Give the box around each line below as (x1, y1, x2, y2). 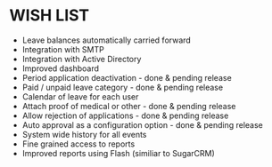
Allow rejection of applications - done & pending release (21, 110, 229, 121)
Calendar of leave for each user (21, 91, 139, 102)
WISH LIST (9, 5, 90, 26)
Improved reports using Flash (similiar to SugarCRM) (21, 147, 216, 158)
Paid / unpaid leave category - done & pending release (21, 82, 224, 92)
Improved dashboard (21, 63, 100, 74)
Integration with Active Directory (21, 53, 142, 64)
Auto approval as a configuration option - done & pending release (21, 119, 263, 130)
